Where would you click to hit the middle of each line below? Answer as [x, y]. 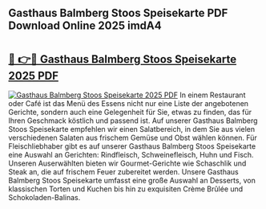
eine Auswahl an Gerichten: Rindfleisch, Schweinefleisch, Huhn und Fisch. [131, 155]
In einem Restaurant [213, 95]
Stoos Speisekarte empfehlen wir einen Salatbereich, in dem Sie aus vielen [131, 129]
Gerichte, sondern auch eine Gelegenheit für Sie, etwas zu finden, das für [130, 112]
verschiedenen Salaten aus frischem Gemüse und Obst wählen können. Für [133, 137]
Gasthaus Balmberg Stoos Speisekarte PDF [118, 13]
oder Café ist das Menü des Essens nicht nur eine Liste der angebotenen [129, 103]
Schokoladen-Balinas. [44, 197]
